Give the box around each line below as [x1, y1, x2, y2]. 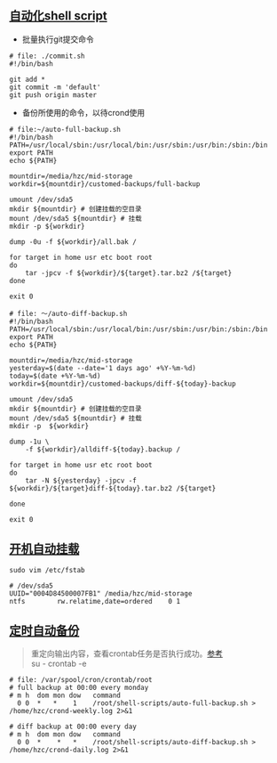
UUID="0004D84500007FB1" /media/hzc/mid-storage [9, 588, 193, 598]
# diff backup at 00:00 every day [9, 722, 138, 732]
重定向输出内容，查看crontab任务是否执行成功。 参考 [30, 648, 224, 659]
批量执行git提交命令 [21, 34, 95, 45]
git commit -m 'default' [9, 83, 101, 92]
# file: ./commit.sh [9, 52, 86, 61]
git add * [9, 75, 46, 84]
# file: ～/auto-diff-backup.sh [9, 309, 128, 318]
